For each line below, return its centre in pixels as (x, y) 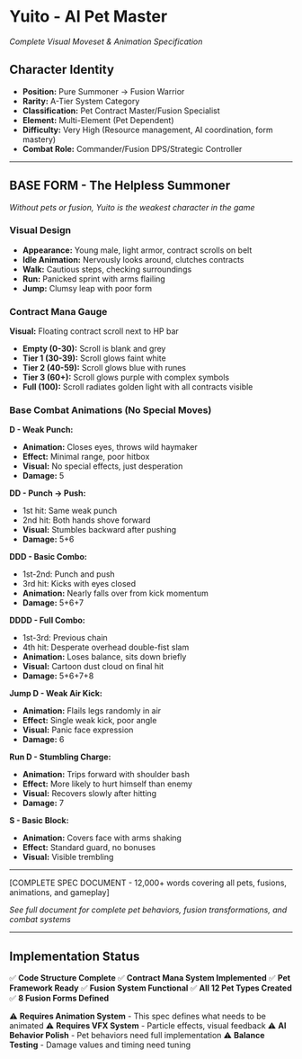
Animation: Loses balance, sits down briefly (104, 657)
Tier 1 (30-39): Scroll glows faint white (94, 358)
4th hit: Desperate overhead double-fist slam (106, 647)
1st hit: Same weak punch (70, 511)
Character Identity (62, 70)
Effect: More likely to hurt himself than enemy (107, 784)
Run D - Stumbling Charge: (60, 757)
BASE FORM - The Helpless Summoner (120, 186)
